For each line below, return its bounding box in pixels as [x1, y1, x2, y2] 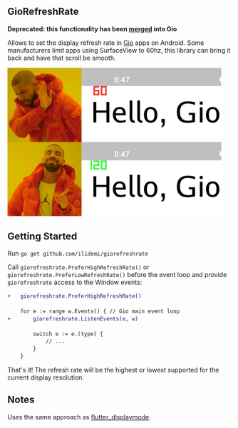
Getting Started [7, 230, 78, 242]
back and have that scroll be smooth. [7, 53, 116, 62]
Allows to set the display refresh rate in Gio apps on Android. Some [7, 38, 205, 47]
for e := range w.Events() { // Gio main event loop [20, 308, 180, 315]
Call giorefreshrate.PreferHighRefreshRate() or [7, 263, 150, 271]
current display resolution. [7, 373, 84, 382]
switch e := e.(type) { [33, 330, 103, 338]
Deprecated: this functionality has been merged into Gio [7, 24, 177, 33]
